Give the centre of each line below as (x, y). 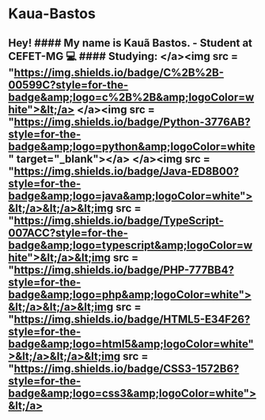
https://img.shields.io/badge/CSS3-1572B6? (127, 368)
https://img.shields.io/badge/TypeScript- (119, 221)
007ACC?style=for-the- (68, 232)
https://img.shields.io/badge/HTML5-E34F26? (132, 319)
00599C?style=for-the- (68, 85)
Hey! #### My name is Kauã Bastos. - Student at (131, 43)
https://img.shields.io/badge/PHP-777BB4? (124, 270)
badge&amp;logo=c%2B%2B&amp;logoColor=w (131, 97)
